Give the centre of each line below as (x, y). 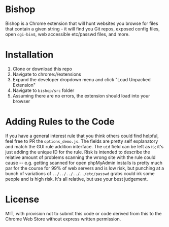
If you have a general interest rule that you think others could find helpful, (82, 136)
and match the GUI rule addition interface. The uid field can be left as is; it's (84, 146)
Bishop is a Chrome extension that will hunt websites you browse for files (82, 23)
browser (21, 101)
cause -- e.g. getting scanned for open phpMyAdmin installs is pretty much (84, 163)
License (22, 200)
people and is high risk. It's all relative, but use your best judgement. (77, 179)
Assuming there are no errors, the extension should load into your (81, 95)
